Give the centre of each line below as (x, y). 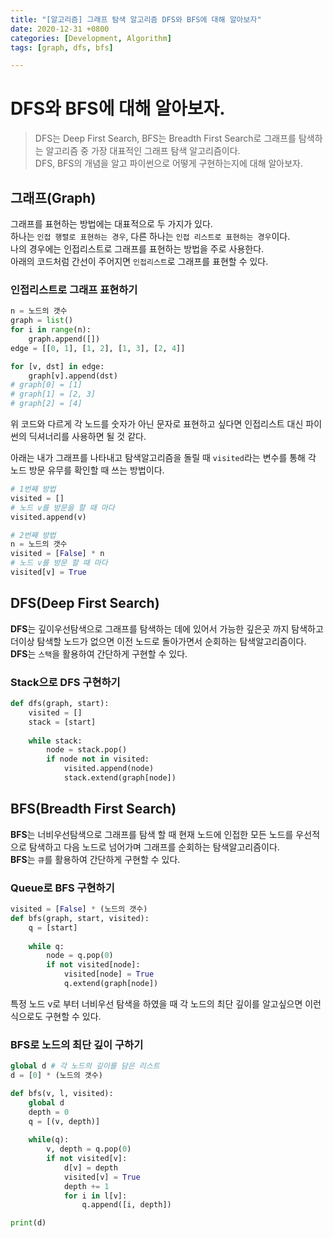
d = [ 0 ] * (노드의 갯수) (56, 1076)
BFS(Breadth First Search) (93, 809)
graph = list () (42, 321)
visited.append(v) (48, 517)
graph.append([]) (64, 339)
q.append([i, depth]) (126, 1205)
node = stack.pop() (87, 750)
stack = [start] (62, 722)
